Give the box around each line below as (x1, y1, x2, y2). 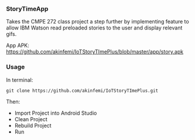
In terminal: (6, 76, 33, 84)
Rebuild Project (14, 122, 52, 129)
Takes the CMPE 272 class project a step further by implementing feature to (6, 18, 189, 25)
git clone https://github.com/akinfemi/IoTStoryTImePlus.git (6, 88, 159, 94)
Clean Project (14, 115, 48, 122)
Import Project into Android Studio (14, 109, 97, 116)
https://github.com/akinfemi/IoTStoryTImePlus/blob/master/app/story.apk (6, 48, 183, 55)
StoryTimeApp (6, 5, 49, 13)
